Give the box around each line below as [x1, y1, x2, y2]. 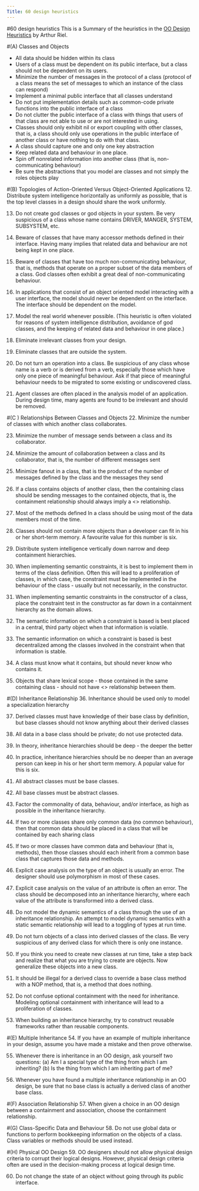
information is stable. [15, 647, 67, 655]
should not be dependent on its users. [15, 66, 108, 74]
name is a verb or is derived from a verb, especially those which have [15, 366, 185, 373]
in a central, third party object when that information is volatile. [15, 624, 169, 631]
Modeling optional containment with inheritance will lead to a [15, 998, 164, 1006]
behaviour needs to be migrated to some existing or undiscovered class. [15, 378, 192, 386]
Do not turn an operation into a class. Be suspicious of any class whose [15, 360, 190, 367]
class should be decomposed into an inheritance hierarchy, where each [15, 891, 190, 898]
